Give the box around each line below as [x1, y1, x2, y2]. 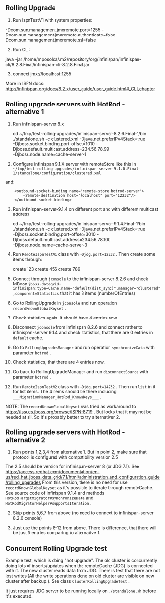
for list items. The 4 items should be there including [12, 389, 117, 394]
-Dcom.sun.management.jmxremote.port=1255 [5, 27, 101, 33]
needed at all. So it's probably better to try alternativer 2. [5, 414, 121, 420]
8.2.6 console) [12, 515, 42, 521]
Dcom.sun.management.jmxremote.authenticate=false [5, 32, 116, 37]
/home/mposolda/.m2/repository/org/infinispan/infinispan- [23, 56, 142, 62]
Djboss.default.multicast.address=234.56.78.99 [12, 146, 110, 152]
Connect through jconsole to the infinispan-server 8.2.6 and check [12, 276, 149, 282]
